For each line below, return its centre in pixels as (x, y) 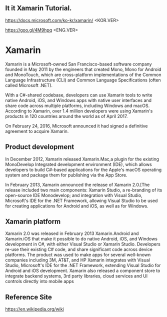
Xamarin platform (33, 221)
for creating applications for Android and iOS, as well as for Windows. (77, 206)
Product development (40, 147)
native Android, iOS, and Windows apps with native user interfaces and (78, 100)
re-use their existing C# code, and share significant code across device (79, 249)
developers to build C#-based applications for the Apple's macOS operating (83, 169)
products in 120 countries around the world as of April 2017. (66, 116)
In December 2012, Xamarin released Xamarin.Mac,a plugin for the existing (82, 159)
